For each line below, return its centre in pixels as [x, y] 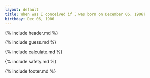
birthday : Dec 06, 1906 [30, 19]
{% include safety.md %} [31, 62]
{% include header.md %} [32, 33]
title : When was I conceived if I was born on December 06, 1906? [75, 14]
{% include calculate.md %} [34, 52]
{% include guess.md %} [31, 42]
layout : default [22, 10]
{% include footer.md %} [31, 71]
